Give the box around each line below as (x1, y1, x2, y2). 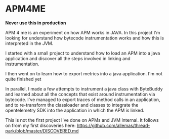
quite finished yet (5, 76, 41, 82)
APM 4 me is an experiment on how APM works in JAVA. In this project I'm (5, 29, 160, 35)
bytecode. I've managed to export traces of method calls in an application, (5, 97, 160, 103)
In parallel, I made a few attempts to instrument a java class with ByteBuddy (5, 85, 163, 91)
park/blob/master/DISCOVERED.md (5, 127, 79, 134)
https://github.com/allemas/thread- (76, 122, 150, 128)
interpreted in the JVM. (5, 40, 54, 46)
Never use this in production (5, 20, 66, 26)
